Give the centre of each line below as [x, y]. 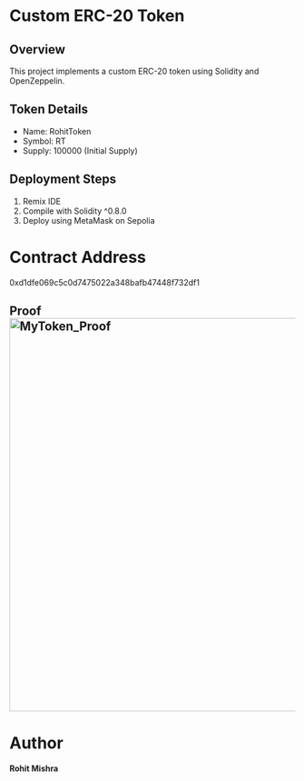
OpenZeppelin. [37, 81]
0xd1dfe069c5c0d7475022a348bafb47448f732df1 [104, 282]
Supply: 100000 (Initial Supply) [80, 150]
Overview [38, 50]
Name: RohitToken [57, 131]
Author [36, 743]
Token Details [49, 110]
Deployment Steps [63, 180]
